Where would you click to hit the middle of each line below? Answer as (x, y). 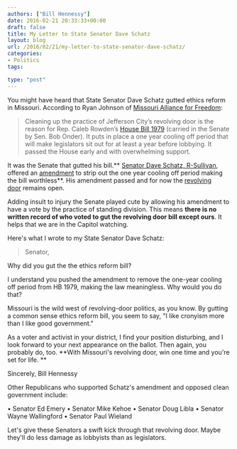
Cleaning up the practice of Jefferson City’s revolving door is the (119, 121)
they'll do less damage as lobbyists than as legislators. (87, 437)
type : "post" (27, 80)
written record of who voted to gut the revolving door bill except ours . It (115, 217)
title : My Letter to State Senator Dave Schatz (79, 34)
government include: (38, 394)
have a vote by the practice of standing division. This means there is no (112, 209)
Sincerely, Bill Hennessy (43, 373)
